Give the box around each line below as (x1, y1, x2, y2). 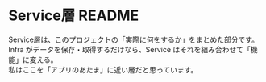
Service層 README (8, 6, 139, 25)
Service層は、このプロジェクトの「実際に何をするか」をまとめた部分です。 (8, 35, 260, 44)
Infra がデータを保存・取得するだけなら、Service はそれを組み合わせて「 (8, 44, 251, 54)
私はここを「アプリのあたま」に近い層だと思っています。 (8, 64, 198, 74)
